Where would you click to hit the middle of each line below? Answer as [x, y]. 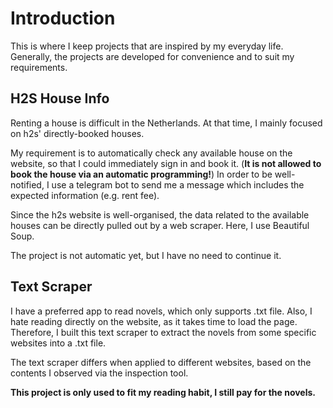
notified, [27, 184]
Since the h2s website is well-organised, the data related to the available [160, 214]
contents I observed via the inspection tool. [99, 373]
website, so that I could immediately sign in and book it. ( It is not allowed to [166, 163]
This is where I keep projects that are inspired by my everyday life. [147, 46]
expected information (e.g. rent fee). [85, 195]
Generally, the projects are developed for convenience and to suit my [152, 56]
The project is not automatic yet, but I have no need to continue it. [146, 255]
